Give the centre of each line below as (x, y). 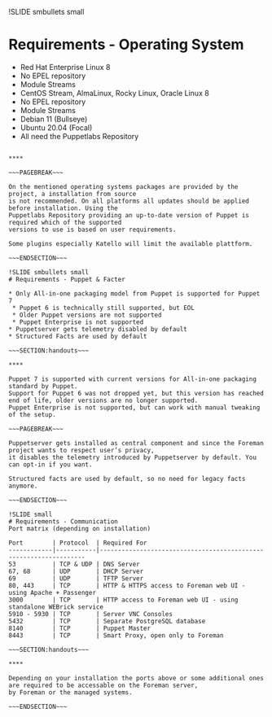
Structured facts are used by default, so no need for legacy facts (127, 479)
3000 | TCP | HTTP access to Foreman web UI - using (123, 600)
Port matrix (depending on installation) (80, 528)
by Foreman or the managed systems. (70, 692)
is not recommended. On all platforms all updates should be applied (129, 201)
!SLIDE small (31, 514)
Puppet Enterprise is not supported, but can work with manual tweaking (134, 407)
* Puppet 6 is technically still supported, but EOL (103, 308)
